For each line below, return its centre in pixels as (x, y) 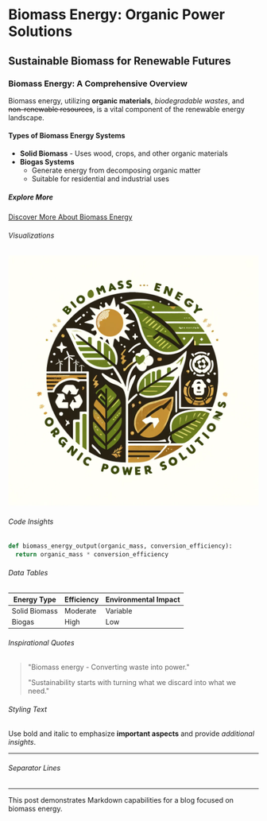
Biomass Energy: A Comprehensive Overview (98, 83)
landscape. (27, 118)
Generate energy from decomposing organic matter (116, 170)
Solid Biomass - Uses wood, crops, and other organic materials (124, 153)
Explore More (31, 197)
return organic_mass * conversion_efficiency (92, 555)
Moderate (81, 611)
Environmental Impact (143, 599)
